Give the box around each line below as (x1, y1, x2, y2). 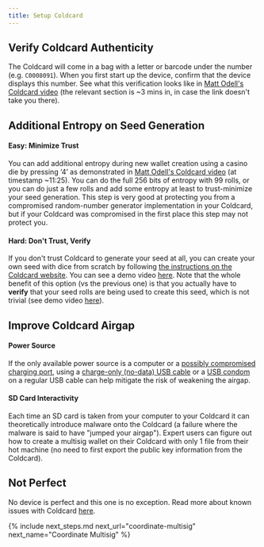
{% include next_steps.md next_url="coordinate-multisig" (8, 521, 197, 530)
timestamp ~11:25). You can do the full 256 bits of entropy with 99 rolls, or (8, 175, 250, 185)
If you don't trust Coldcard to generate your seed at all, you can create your (8, 253, 255, 263)
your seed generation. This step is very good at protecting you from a (8, 192, 235, 202)
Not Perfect (8, 476, 67, 490)
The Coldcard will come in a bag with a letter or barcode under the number (8, 62, 253, 71)
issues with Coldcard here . (8, 506, 96, 515)
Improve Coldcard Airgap (8, 318, 136, 332)
